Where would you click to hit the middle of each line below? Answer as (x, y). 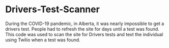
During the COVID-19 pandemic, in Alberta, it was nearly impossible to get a (85, 23)
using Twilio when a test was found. (43, 40)
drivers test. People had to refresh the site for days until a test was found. (82, 29)
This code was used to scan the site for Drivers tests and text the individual (84, 34)
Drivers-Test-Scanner (53, 9)
